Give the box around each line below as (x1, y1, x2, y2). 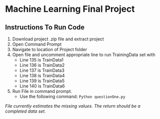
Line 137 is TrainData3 (19, 67, 65, 73)
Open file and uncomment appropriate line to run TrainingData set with (12, 52, 156, 58)
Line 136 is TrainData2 (19, 62, 65, 68)
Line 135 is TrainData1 (19, 57, 64, 62)
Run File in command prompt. (12, 89, 72, 94)
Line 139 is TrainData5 (19, 78, 65, 84)
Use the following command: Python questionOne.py (19, 93, 126, 99)
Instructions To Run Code (5, 23, 85, 31)
